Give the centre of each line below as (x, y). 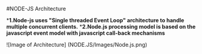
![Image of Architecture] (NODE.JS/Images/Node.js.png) (77, 45)
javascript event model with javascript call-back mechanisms (86, 33)
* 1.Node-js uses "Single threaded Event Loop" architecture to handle (95, 20)
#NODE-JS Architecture (36, 9)
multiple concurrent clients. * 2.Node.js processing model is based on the (101, 27)
